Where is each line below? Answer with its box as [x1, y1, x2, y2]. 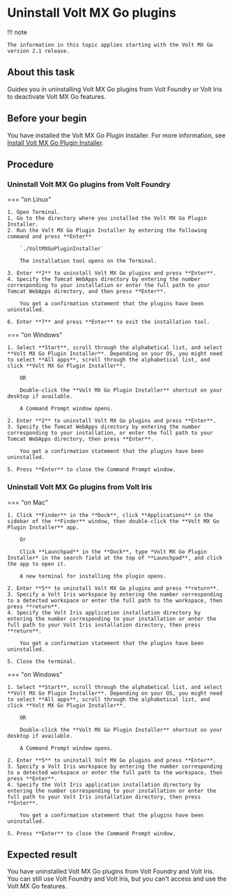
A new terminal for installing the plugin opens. [19, 573, 167, 580]
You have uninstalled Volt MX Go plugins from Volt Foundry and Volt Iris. [7, 867, 214, 876]
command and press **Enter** [7, 233, 92, 240]
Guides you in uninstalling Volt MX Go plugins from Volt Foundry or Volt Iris [7, 85, 223, 93]
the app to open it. [7, 560, 68, 567]
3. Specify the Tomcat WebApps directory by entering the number [7, 424, 201, 431]
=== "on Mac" [7, 498, 49, 507]
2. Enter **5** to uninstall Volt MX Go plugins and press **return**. [7, 585, 219, 592]
